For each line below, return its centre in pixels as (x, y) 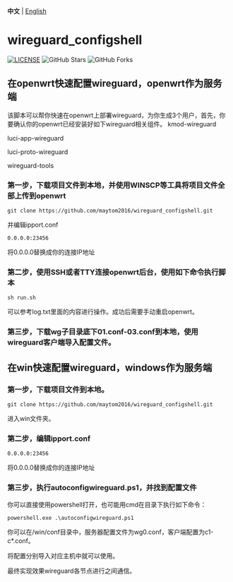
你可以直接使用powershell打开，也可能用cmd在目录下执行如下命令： (107, 504)
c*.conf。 (21, 540)
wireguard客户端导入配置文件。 (61, 343)
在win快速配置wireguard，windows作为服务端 (110, 368)
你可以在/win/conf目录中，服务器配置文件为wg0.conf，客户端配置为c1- (110, 532)
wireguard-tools (31, 165)
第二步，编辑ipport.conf (49, 439)
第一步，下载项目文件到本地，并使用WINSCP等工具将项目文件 (113, 185)
